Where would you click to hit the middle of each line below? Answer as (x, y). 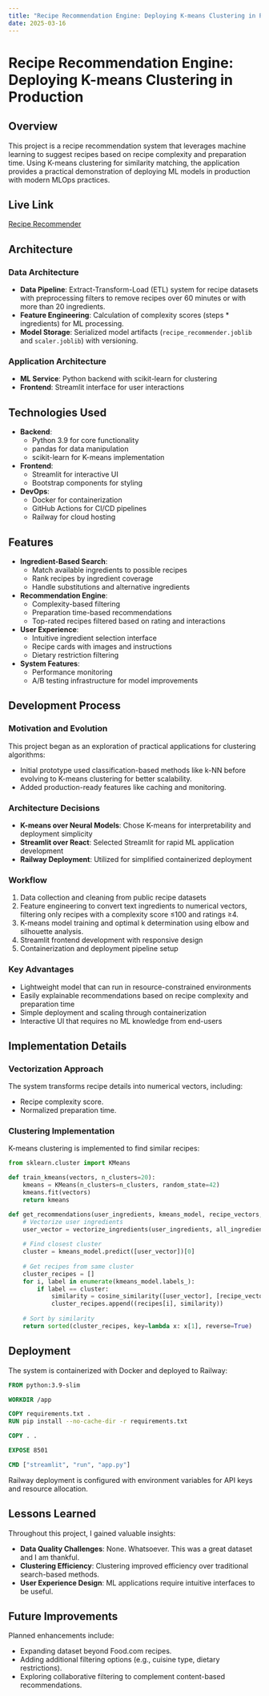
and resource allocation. (48, 1489)
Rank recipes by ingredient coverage (92, 578)
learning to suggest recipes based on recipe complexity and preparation (127, 154)
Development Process (65, 706)
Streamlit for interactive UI (75, 474)
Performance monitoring (72, 672)
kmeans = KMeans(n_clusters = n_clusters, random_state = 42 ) (121, 1185)
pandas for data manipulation (80, 449)
